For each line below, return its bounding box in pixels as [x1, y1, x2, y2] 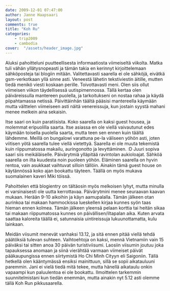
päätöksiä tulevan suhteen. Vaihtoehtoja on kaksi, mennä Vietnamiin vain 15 [5, 236, 164, 242]
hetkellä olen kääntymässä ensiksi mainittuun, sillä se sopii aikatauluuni [5, 258, 155, 264]
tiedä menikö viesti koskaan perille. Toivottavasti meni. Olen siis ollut [5, 81, 149, 88]
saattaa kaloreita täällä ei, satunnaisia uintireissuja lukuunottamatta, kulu [5, 216, 157, 222]
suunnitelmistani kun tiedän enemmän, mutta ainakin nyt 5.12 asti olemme [5, 275, 160, 281]
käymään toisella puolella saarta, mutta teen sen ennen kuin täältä [5, 129, 144, 136]
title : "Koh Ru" [5, 27, 40, 32]
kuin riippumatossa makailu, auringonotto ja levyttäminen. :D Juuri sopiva [5, 145, 160, 152]
